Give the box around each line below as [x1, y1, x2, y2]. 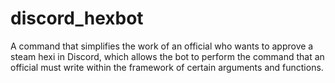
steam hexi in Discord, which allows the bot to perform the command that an [10, 50, 325, 62]
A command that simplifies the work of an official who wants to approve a [10, 40, 314, 52]
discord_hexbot [10, 7, 144, 30]
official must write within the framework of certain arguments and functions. [10, 61, 324, 73]
